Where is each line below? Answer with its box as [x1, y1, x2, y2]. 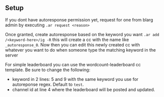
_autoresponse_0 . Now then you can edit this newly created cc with [5, 41, 141, 48]
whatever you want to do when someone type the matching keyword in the [5, 47, 156, 53]
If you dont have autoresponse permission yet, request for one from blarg [5, 17, 153, 22]
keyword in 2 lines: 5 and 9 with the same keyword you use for [12, 76, 139, 82]
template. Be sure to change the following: [5, 67, 91, 73]
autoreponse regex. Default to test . [12, 81, 84, 87]
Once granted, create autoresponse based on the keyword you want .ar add [5, 31, 160, 37]
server [5, 52, 19, 58]
